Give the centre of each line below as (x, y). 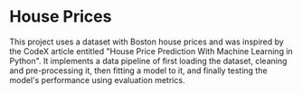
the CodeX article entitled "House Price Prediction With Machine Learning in (151, 51)
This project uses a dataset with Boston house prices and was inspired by (147, 42)
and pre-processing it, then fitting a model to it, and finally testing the (139, 70)
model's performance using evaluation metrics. (97, 80)
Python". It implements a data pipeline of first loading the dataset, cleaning (148, 61)
